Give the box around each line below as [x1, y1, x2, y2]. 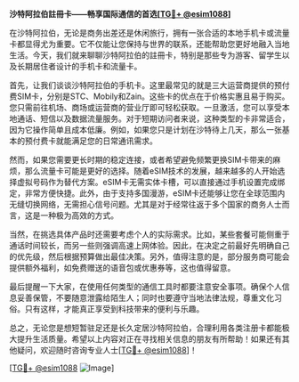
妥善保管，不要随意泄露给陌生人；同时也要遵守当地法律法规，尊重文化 [16, 293, 274, 303]
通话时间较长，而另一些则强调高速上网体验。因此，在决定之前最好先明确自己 [9, 240, 290, 250]
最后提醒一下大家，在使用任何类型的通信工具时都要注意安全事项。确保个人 [9, 281, 282, 292]
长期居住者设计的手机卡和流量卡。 [16, 61, 142, 71]
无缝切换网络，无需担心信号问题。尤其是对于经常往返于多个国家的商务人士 [9, 199, 282, 209]
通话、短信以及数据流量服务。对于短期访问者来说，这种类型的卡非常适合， [16, 113, 290, 124]
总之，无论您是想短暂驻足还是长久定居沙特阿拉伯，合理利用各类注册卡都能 [9, 322, 282, 333]
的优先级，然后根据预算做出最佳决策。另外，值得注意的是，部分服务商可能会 [9, 251, 290, 262]
